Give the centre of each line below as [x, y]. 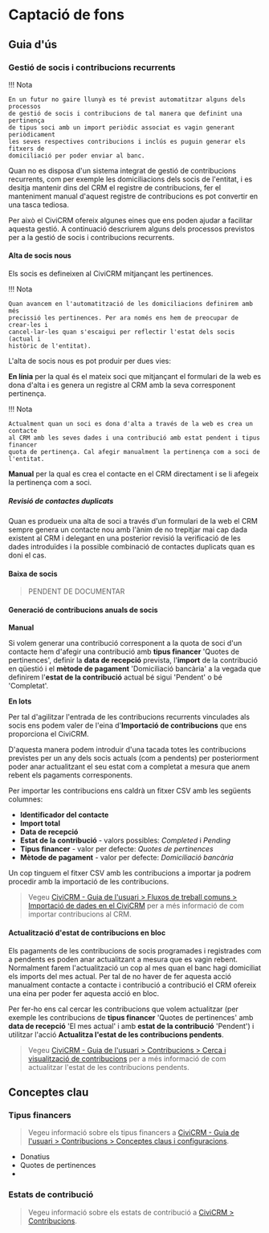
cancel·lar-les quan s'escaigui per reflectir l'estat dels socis [122, 332]
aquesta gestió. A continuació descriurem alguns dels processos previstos [132, 229]
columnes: [26, 799]
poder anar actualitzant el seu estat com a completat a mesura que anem [129, 767]
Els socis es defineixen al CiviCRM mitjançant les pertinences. [111, 274]
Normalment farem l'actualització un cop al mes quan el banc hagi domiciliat [135, 968]
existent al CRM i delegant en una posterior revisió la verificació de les [124, 538]
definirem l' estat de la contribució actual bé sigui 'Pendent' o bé [115, 677]
